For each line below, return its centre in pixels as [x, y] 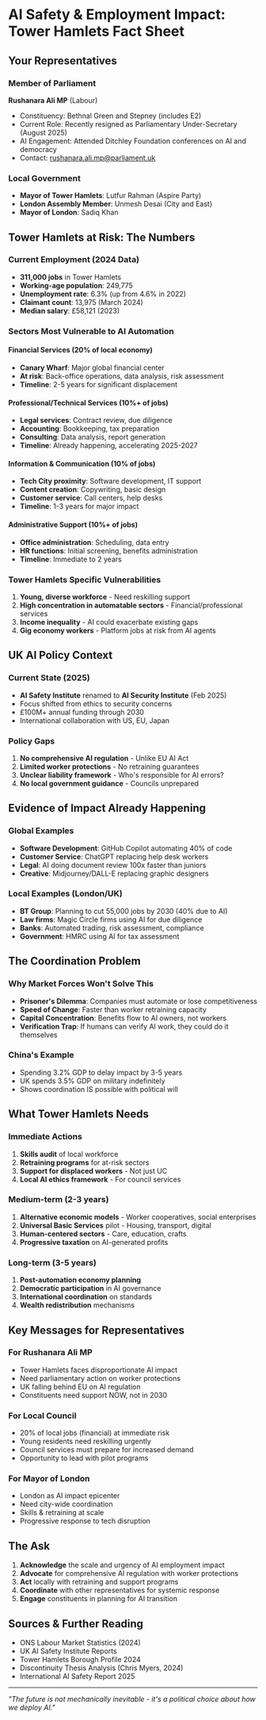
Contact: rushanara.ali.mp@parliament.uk [87, 158]
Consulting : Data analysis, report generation [93, 437]
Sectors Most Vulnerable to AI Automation [91, 331]
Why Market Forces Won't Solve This [81, 984]
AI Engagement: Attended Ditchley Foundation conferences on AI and [133, 141]
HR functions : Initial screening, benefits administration [108, 550]
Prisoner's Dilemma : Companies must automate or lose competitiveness [138, 1001]
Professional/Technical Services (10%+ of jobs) [88, 402]
